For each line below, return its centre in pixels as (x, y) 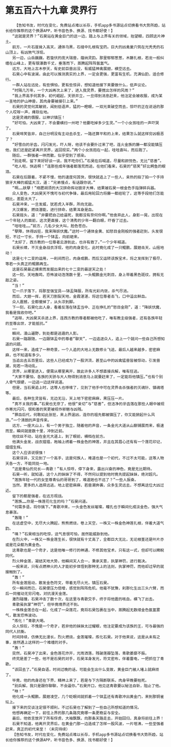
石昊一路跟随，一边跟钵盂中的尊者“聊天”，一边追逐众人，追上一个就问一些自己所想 (87, 339)
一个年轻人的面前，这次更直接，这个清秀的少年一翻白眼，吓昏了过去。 (68, 220)
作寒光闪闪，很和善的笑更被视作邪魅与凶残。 (45, 409)
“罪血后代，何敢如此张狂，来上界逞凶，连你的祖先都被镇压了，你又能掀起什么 (82, 415)
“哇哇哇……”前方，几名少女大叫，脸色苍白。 (51, 226)
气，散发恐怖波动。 (22, 615)
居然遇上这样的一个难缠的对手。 (41, 642)
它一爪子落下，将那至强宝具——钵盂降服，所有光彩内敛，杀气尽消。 (71, 291)
